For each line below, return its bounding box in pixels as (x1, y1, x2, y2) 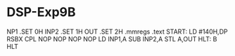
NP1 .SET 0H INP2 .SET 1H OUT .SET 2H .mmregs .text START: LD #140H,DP (6, 27, 228, 36)
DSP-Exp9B (6, 4, 76, 20)
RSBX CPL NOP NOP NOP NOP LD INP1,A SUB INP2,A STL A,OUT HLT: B (6, 34, 217, 43)
